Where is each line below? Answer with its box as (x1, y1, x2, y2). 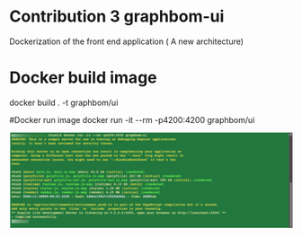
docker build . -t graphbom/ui (9, 97, 119, 108)
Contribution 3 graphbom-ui (9, 6, 225, 27)
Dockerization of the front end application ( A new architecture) (9, 36, 244, 47)
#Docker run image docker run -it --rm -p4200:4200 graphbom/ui (9, 114, 255, 125)
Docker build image (9, 67, 157, 88)
